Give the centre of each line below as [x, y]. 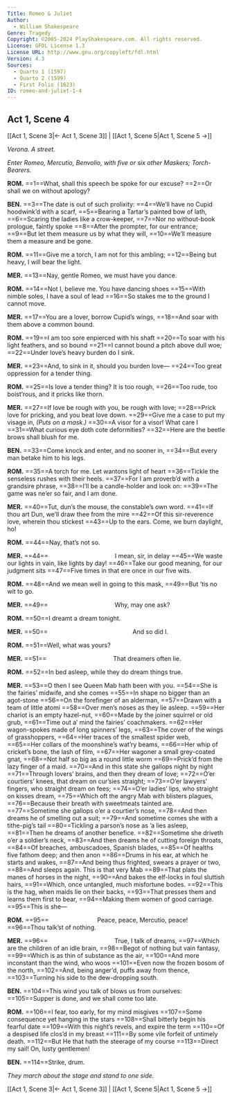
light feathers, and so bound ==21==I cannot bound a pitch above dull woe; [115, 345]
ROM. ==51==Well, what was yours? [59, 645]
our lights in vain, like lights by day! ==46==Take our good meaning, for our [115, 563]
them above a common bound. [51, 324]
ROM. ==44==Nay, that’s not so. [54, 542]
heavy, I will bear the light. [44, 261]
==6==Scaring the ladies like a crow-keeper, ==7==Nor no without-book [111, 218]
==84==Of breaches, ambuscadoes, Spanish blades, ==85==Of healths [110, 848]
